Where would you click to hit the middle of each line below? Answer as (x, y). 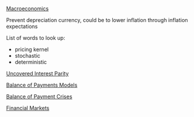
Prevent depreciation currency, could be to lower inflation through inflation (97, 20)
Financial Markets (28, 108)
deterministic (31, 62)
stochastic (27, 56)
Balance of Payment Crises (39, 97)
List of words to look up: (36, 38)
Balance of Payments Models (42, 85)
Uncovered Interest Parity (38, 73)
